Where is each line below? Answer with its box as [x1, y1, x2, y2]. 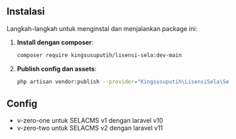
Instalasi [6, 6, 45, 18]
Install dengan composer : [16, 38, 94, 47]
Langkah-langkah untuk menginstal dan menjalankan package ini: [6, 24, 198, 32]
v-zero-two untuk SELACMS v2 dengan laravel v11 [16, 123, 163, 133]
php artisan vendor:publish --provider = [16, 78, 138, 85]
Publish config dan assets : [16, 64, 97, 73]
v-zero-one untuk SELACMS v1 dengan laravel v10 [16, 116, 164, 125]
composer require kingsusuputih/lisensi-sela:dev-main [16, 52, 182, 59]
